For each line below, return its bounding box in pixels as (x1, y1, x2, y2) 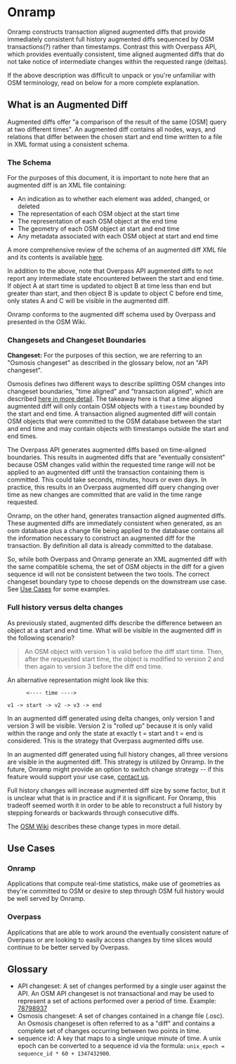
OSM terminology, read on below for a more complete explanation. (7, 78, 200, 86)
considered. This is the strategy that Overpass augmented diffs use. (7, 736, 204, 745)
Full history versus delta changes (7, 603, 124, 613)
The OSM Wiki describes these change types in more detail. (7, 822, 181, 831)
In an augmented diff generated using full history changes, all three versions (7, 750, 228, 758)
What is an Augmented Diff (7, 99, 129, 111)
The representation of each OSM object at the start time (17, 210, 180, 218)
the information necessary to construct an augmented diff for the (7, 534, 195, 542)
